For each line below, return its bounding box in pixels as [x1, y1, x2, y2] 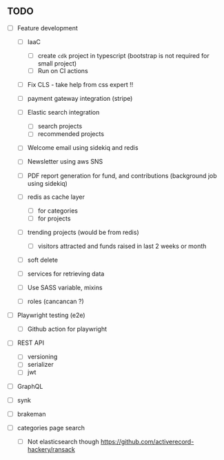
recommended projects [37, 130, 105, 138]
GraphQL [17, 382, 43, 390]
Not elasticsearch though [27, 437, 100, 445]
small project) [37, 59, 77, 68]
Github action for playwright [27, 325, 108, 334]
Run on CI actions [37, 67, 88, 75]
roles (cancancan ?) [27, 297, 84, 306]
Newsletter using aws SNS [27, 157, 103, 166]
